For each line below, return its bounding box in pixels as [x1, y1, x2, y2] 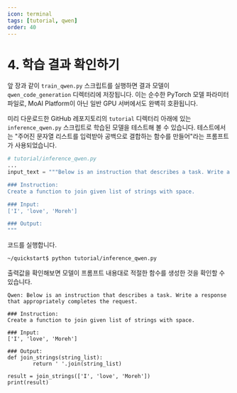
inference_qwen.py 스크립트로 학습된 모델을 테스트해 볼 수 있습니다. [7, 123, 196, 132]
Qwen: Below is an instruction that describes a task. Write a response [7, 292, 227, 299]
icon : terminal [7, 10, 53, 18]
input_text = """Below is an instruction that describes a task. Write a [7, 169, 231, 176]
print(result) [7, 379, 50, 387]
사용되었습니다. [14, 141, 57, 150]
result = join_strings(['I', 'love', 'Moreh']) [7, 373, 151, 380]
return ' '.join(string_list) [33, 360, 122, 367]
